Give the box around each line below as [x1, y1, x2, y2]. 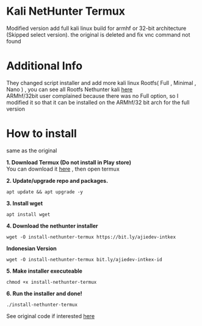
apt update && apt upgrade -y [6, 188, 84, 195]
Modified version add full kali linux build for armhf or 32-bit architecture [6, 24, 187, 32]
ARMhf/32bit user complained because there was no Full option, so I [6, 92, 179, 99]
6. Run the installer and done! [6, 289, 82, 297]
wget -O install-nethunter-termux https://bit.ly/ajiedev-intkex [6, 234, 176, 240]
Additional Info [6, 59, 83, 73]
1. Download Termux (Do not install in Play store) [6, 158, 131, 166]
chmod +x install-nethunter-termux [6, 279, 97, 285]
